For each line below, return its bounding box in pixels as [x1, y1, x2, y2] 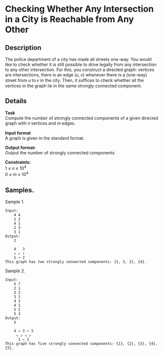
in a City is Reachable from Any [5, 14, 134, 25]
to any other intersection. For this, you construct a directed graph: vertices [5, 67, 155, 73]
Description [5, 43, 41, 52]
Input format [5, 130, 31, 136]
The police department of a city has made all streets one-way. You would [5, 56, 152, 62]
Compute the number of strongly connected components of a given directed [5, 115, 158, 121]
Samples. [5, 186, 35, 194]
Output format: [5, 145, 36, 150]
